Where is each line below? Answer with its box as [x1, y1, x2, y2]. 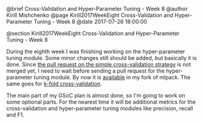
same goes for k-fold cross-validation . [6, 80, 102, 87]
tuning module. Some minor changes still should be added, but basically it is [6, 55, 197, 61]
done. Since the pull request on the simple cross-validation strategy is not [6, 61, 191, 68]
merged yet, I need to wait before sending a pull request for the [6, 67, 165, 75]
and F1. [6, 111, 24, 118]
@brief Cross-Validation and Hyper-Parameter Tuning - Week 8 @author [6, 5, 188, 12]
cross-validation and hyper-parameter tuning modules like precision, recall [6, 105, 193, 111]
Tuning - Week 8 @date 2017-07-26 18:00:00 [33, 18, 148, 25]
